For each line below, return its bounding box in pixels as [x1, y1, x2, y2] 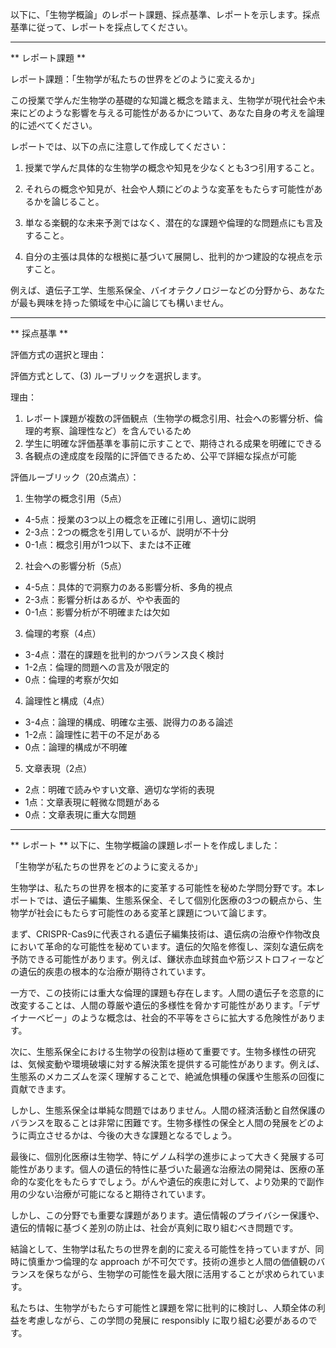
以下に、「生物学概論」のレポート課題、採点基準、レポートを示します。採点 [10, 9, 321, 20]
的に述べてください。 [10, 119, 98, 131]
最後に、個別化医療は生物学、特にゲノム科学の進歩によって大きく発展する [10, 1151, 317, 1162]
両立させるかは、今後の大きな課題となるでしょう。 [27, 1129, 238, 1141]
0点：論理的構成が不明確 [24, 741, 128, 753]
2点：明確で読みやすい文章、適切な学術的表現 [24, 784, 215, 795]
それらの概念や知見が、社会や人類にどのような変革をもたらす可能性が [24, 183, 315, 195]
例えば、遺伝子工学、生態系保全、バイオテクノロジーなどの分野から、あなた [10, 284, 326, 296]
